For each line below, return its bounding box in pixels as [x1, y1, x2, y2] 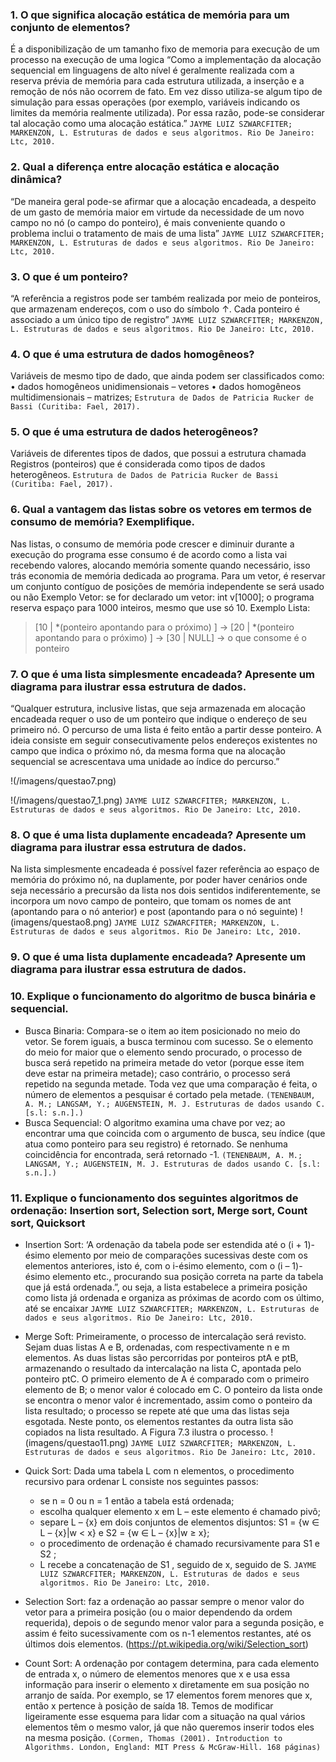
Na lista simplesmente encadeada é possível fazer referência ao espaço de [10, 863, 320, 875]
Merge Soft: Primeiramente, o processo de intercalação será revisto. [24, 1330, 307, 1342]
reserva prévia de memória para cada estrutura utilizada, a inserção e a [10, 75, 305, 87]
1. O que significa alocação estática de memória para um [10, 8, 290, 22]
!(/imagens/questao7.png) [10, 775, 117, 787]
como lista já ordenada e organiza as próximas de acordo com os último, [24, 1291, 325, 1303]
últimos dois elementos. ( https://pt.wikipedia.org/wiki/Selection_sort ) [24, 1638, 309, 1650]
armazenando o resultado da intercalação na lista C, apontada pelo [24, 1362, 302, 1374]
